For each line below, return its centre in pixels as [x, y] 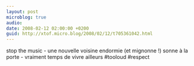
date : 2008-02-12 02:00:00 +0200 [48, 28]
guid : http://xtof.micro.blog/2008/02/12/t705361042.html [79, 34]
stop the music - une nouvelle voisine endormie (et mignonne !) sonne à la [97, 51]
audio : [14, 23]
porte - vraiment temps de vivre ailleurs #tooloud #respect [78, 57]
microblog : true [26, 17]
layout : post [22, 12]
